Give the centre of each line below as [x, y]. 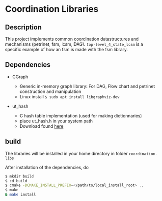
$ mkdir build [20, 176]
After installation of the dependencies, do [47, 167]
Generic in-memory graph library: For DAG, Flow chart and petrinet [87, 86]
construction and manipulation [50, 91]
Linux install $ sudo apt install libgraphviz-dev [69, 96]
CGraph [20, 77]
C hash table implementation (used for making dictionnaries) [81, 115]
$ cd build [16, 181]
